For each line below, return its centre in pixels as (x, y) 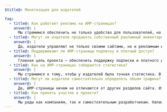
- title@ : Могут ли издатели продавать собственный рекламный (75, 37)
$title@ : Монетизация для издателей (43, 10)
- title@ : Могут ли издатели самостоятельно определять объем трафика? (85, 79)
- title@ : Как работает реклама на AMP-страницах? (63, 23)
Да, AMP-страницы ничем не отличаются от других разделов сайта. (87, 88)
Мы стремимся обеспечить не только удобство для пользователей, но (89, 33)
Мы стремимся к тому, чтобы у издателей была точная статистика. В (89, 74)
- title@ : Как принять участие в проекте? (54, 93)
